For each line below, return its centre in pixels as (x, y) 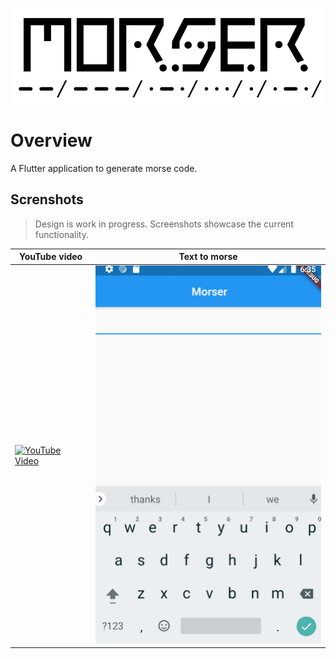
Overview (51, 140)
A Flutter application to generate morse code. (104, 168)
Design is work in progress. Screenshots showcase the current (164, 224)
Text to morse (208, 257)
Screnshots (47, 199)
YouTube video (50, 257)
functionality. (61, 234)
